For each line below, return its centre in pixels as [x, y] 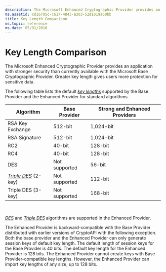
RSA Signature [24, 138]
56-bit [98, 165]
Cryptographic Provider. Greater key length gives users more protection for [82, 77]
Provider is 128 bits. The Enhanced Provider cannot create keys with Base [80, 254]
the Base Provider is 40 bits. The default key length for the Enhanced [75, 249]
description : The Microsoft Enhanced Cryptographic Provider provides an [83, 10]
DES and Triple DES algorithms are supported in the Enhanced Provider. [78, 218]
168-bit [100, 193]
